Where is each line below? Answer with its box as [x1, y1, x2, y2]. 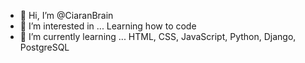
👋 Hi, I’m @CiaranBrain [19, 10, 114, 21]
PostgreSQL [19, 41, 70, 53]
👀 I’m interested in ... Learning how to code [19, 20, 197, 32]
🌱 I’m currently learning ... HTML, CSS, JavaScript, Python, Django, [19, 31, 297, 42]
